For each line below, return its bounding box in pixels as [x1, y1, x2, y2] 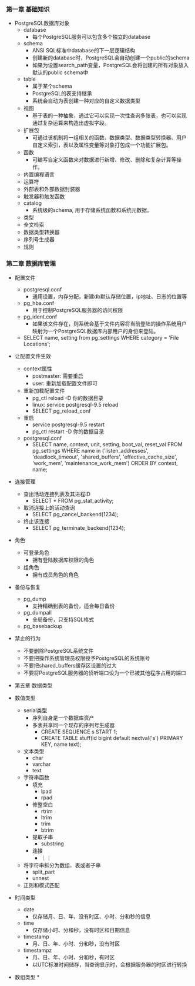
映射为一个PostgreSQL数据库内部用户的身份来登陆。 [32, 327, 159, 334]
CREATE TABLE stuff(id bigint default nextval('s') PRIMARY [41, 734, 183, 741]
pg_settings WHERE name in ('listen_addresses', [32, 447, 149, 454]
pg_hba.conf [23, 299, 55, 307]
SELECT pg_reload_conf [32, 407, 91, 414]
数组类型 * [14, 973, 40, 981]
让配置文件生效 [14, 352, 51, 360]
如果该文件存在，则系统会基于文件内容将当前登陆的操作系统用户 [32, 320, 187, 327]
